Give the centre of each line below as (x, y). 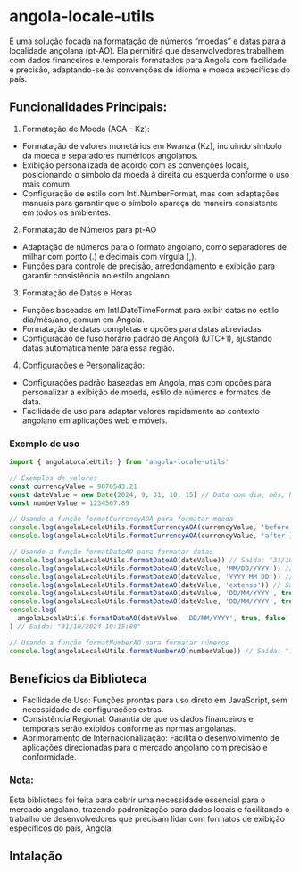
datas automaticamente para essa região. (99, 348)
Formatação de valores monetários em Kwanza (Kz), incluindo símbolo (152, 145)
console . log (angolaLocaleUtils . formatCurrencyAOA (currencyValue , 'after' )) (153, 536)
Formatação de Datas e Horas (77, 293)
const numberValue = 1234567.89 (69, 503)
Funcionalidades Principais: (88, 108)
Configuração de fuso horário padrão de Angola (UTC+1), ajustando (147, 338)
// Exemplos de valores (54, 478)
